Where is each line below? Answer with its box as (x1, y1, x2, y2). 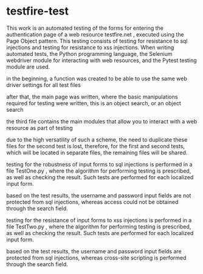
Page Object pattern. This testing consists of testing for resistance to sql (6, 37, 188, 44)
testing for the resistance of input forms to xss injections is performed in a (6, 216, 192, 224)
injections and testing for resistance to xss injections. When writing (6, 44, 174, 51)
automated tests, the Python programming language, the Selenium (6, 50, 173, 57)
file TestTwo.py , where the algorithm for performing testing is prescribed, (6, 223, 191, 230)
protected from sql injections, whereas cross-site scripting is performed (6, 254, 187, 261)
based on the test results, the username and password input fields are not (6, 191, 191, 199)
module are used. (6, 63, 50, 70)
